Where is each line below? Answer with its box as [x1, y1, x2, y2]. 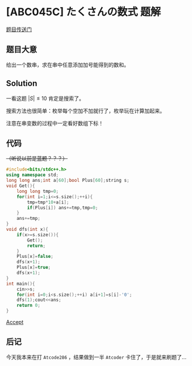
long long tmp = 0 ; [16, 188, 59, 194]
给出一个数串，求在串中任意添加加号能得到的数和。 [6, 61, 129, 68]
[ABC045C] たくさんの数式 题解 [6, 5, 161, 19]
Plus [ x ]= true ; [16, 264, 51, 271]
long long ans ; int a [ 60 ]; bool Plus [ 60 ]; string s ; [6, 178, 130, 184]
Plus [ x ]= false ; [16, 254, 54, 260]
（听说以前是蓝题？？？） [6, 155, 68, 162]
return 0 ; [16, 302, 41, 309]
